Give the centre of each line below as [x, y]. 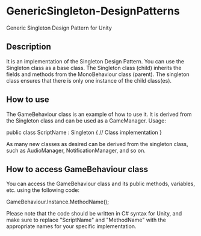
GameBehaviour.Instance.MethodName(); [58, 202]
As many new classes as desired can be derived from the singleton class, [97, 144]
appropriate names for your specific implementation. [71, 226]
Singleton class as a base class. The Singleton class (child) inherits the [94, 68]
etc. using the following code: [43, 190]
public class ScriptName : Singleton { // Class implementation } [84, 132]
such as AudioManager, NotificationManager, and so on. [76, 150]
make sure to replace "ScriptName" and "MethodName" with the [86, 220]
